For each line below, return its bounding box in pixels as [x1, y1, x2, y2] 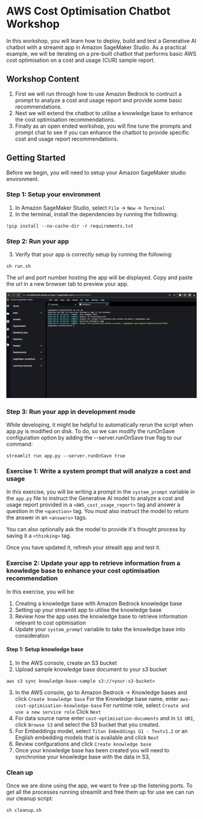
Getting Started [6, 153, 66, 163]
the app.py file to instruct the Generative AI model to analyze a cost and [6, 495, 184, 502]
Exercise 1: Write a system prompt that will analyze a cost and [6, 466, 192, 475]
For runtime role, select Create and [103, 701, 190, 709]
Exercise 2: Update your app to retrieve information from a [6, 559, 181, 568]
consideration [14, 632, 50, 639]
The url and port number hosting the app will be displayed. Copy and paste [6, 274, 193, 281]
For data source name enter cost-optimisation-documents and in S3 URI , [14, 714, 195, 721]
